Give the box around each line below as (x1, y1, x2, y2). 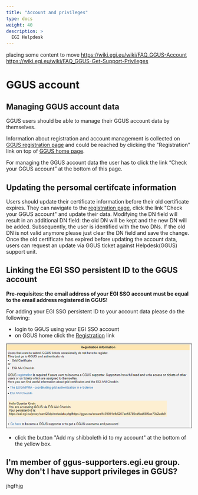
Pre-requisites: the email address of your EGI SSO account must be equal (6, 290, 189, 297)
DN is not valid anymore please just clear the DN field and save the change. (6, 229, 190, 236)
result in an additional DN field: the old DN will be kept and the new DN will (6, 217, 187, 224)
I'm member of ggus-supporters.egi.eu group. (6, 457, 180, 467)
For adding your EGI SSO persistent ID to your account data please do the (6, 307, 185, 315)
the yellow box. (14, 440, 52, 447)
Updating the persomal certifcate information (6, 182, 177, 192)
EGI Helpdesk (11, 34, 44, 41)
